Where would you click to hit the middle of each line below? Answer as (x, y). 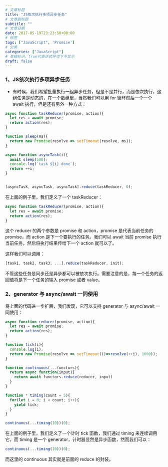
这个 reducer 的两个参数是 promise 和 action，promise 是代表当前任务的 (79, 230)
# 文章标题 (15, 10)
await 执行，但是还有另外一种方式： (49, 104)
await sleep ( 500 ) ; (29, 159)
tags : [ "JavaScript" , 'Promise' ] (40, 43)
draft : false (19, 61)
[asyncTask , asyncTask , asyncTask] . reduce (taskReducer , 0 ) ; (69, 187)
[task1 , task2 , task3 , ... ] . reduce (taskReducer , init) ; (64, 264)
